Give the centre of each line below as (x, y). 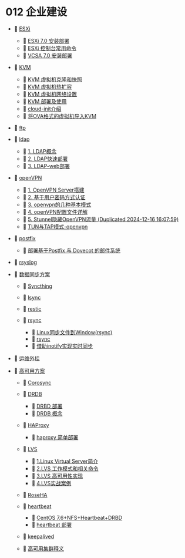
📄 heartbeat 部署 (52, 525)
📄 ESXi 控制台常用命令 (50, 48)
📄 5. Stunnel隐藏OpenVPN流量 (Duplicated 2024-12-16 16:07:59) (101, 219)
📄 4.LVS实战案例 (51, 483)
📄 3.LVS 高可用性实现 (57, 476)
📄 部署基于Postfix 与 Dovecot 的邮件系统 (72, 250)
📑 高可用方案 (29, 371)
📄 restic (32, 308)
